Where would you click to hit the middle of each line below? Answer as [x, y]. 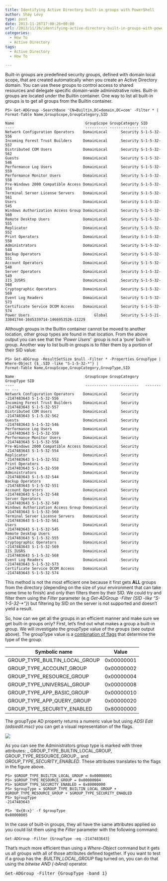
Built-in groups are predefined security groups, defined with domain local [80, 75]
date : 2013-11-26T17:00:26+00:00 [40, 24]
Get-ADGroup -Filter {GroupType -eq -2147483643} [58, 839]
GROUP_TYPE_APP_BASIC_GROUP [48, 693]
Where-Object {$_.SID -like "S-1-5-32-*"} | [52, 364]
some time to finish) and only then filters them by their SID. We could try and [83, 593]
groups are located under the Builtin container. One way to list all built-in [79, 96]
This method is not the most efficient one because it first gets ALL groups [81, 582]
